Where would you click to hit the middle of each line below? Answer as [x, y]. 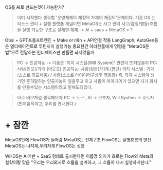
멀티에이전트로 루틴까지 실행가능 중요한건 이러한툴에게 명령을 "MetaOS [78, 46]
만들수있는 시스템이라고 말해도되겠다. [57, 87]
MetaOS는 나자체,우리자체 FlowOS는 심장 [45, 146]
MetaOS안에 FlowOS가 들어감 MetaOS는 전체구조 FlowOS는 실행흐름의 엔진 [78, 139]
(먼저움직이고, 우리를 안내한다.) [46, 104]
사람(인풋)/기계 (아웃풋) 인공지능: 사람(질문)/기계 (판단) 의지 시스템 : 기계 [86, 69]
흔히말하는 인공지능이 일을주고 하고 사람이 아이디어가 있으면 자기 [87, 81]
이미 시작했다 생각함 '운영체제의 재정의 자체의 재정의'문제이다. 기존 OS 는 [86, 18]
